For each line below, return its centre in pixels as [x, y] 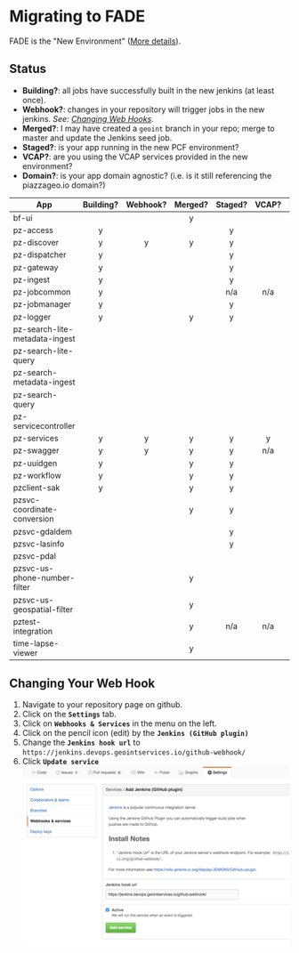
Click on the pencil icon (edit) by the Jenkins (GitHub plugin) [135, 733]
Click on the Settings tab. [69, 715]
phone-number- [44, 578]
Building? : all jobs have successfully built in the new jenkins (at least [148, 90]
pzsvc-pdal [34, 556]
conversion [33, 519]
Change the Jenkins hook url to [81, 743]
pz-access [33, 230]
